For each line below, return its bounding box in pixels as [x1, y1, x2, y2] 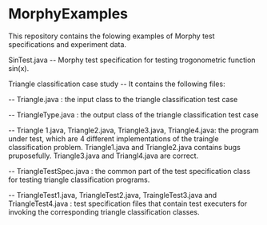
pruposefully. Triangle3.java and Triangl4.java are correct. [8, 151, 199, 160]
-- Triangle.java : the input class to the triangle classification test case [8, 94, 238, 104]
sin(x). [8, 63, 30, 73]
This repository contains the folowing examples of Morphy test [8, 31, 215, 41]
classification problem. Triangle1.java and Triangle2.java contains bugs [8, 142, 241, 152]
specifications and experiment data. [8, 39, 126, 49]
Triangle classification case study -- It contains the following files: [8, 79, 225, 89]
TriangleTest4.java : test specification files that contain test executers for [8, 199, 248, 208]
